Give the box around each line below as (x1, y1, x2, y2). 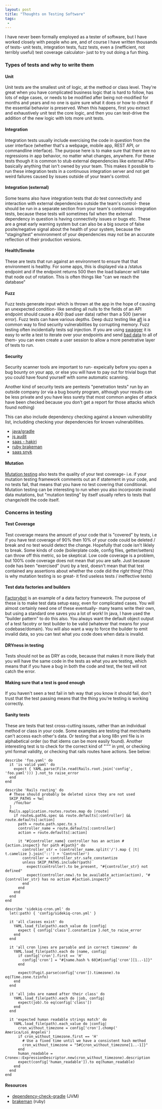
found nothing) (5, 404, 35, 410)
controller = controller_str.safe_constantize (22, 856, 118, 860)
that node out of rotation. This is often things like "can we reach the (5, 274, 139, 280)
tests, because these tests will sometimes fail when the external (5, 211, 133, 217)
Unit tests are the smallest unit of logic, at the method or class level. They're (5, 84, 157, 90)
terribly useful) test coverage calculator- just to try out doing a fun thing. (5, 50, 149, 55)
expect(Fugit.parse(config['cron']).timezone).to (17, 970, 120, 975)
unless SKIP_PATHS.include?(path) (22, 860, 92, 865)
